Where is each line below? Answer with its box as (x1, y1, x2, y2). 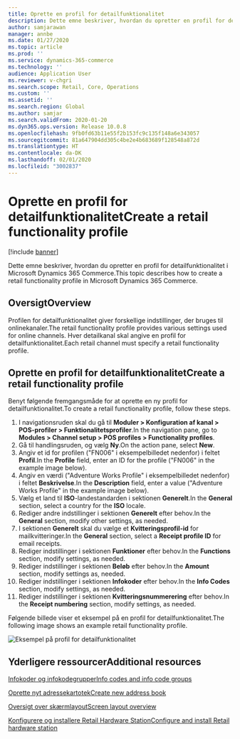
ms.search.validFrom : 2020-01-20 (8, 116, 108, 123)
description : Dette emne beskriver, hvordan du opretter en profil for (8, 17, 225, 24)
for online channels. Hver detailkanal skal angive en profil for (8, 331, 187, 339)
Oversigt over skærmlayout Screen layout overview (8, 703, 157, 711)
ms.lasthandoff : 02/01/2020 (8, 156, 92, 164)
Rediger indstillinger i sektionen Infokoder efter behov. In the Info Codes (18, 577, 230, 586)
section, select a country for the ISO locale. (18, 502, 146, 510)
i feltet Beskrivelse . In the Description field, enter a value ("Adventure (18, 479, 223, 487)
